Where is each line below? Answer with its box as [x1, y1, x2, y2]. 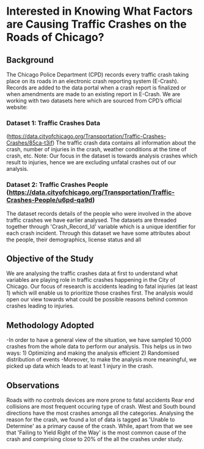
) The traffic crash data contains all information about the [52, 139, 197, 146]
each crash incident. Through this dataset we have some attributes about [6, 229, 191, 236]
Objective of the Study [6, 253, 94, 264]
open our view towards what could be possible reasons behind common [6, 296, 188, 303]
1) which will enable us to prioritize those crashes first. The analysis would [6, 289, 194, 296]
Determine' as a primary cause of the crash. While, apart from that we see [6, 423, 193, 430]
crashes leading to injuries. [6, 302, 75, 310]
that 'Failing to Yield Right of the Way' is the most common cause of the [6, 429, 186, 436]
